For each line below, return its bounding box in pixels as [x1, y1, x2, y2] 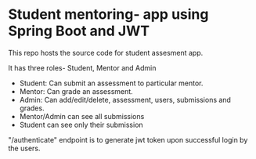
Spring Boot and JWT [8, 22, 150, 40]
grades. [19, 103, 45, 113]
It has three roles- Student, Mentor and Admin [8, 63, 157, 72]
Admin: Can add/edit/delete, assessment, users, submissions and [19, 95, 231, 104]
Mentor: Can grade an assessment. [19, 86, 133, 96]
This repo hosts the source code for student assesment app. [8, 48, 204, 57]
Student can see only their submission [19, 120, 143, 129]
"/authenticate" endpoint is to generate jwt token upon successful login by [8, 135, 248, 144]
